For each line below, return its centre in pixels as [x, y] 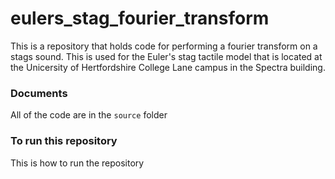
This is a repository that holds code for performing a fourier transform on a [164, 46]
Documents [39, 93]
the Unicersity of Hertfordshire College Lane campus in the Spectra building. [168, 67]
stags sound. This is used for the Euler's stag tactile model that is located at [166, 56]
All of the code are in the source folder [89, 115]
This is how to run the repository [77, 163]
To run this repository [64, 141]
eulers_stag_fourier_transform [140, 18]
